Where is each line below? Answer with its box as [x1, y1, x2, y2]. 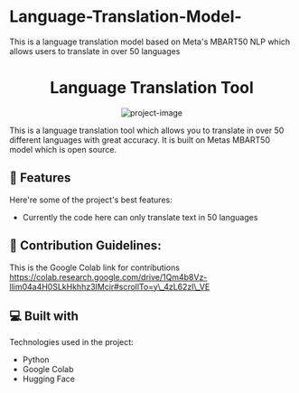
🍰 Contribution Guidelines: [9, 238, 162, 254]
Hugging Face [22, 373, 75, 385]
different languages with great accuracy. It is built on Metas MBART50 [9, 134, 271, 145]
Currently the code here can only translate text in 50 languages [22, 211, 258, 222]
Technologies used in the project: [9, 337, 134, 348]
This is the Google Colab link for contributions [9, 262, 181, 273]
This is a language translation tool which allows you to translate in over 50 [9, 125, 285, 136]
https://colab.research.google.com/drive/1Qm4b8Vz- [9, 271, 208, 282]
